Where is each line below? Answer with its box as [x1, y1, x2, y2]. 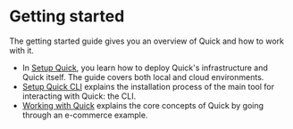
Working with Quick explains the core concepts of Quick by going [21, 100, 264, 110]
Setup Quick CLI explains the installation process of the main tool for [21, 81, 275, 92]
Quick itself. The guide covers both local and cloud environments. [21, 71, 264, 82]
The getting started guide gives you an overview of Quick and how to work [9, 36, 284, 46]
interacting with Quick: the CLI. [21, 91, 137, 101]
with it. [9, 44, 34, 55]
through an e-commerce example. [21, 109, 148, 120]
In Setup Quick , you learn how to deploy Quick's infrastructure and [21, 62, 268, 73]
